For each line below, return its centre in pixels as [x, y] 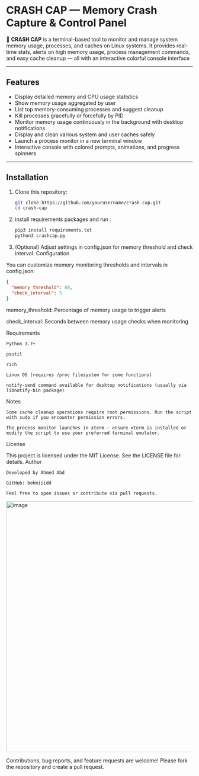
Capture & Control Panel [67, 23]
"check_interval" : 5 [37, 293]
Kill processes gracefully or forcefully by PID [69, 116]
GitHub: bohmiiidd [29, 483]
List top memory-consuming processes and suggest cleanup [89, 109]
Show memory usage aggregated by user [65, 103]
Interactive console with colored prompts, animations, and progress [97, 147]
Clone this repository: [41, 192]
